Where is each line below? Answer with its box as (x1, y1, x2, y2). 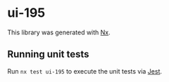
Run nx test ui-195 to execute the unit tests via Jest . (7, 67, 163, 75)
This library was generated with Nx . (7, 28, 111, 36)
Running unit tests (7, 48, 89, 60)
